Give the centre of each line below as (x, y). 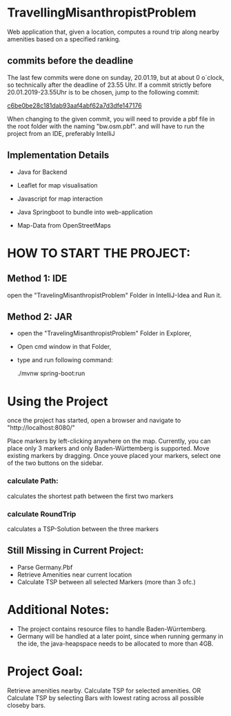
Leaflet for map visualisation (57, 185)
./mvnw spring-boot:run (51, 373)
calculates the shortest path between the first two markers (90, 496)
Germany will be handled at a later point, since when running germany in (120, 636)
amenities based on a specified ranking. (64, 39)
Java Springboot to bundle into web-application (85, 212)
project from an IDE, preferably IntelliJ (61, 133)
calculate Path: (33, 481)
